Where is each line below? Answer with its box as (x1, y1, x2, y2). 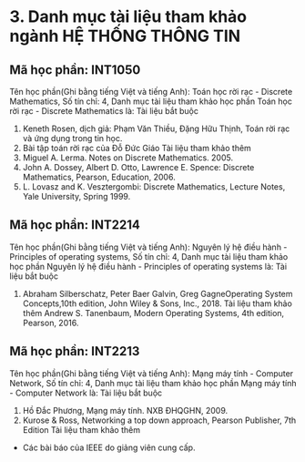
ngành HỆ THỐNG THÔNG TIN (9, 26, 241, 46)
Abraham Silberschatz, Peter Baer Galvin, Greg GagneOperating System (22, 288, 293, 299)
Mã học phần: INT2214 (9, 217, 141, 233)
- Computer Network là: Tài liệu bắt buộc (9, 387, 163, 398)
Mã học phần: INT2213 (9, 344, 140, 359)
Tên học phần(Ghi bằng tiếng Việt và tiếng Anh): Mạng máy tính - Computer (9, 367, 294, 379)
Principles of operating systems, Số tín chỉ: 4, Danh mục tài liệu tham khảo (9, 251, 289, 262)
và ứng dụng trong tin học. (22, 133, 123, 143)
